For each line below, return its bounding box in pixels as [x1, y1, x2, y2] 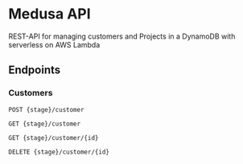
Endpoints [8, 64, 61, 77]
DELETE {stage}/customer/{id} [8, 148, 110, 156]
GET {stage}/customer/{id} [8, 133, 99, 141]
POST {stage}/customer [8, 105, 84, 113]
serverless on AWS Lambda [8, 39, 101, 49]
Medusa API [8, 5, 91, 23]
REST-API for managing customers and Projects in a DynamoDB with [8, 31, 236, 41]
